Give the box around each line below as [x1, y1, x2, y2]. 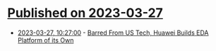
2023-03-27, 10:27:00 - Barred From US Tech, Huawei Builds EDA [17, 28, 209, 37]
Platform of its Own [17, 35, 74, 44]
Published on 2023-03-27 [7, 5, 164, 21]
